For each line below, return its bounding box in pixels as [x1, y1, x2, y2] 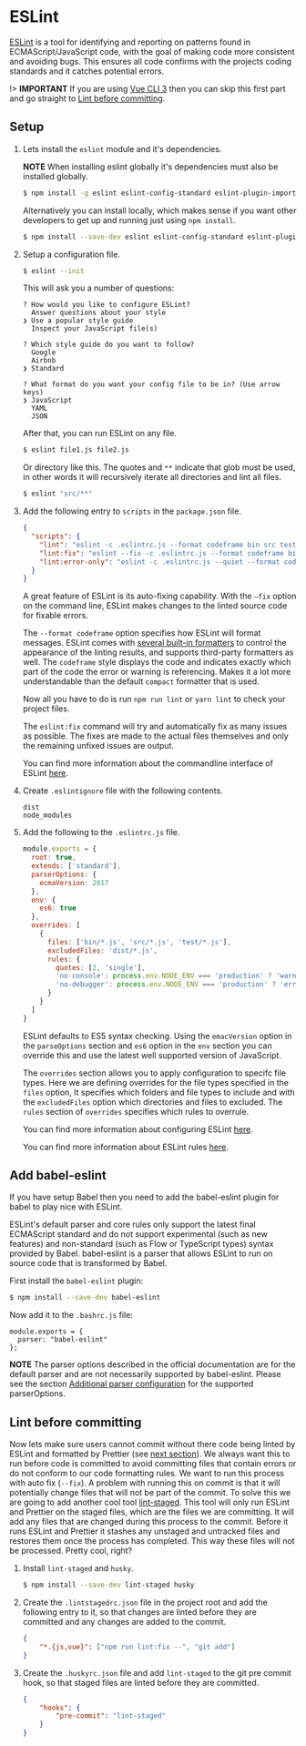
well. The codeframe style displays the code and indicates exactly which [22, 657, 291, 668]
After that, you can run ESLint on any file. [22, 428, 178, 439]
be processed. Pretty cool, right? [9, 1546, 133, 1557]
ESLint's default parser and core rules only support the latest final [9, 1219, 257, 1230]
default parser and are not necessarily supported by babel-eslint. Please [9, 1369, 281, 1380]
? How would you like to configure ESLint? [22, 301, 191, 310]
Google [31, 348, 56, 357]
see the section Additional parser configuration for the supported [9, 1378, 254, 1390]
